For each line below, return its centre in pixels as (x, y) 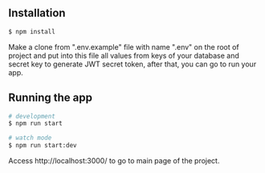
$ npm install (32, 31)
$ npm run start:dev (43, 146)
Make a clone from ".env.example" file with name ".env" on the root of (124, 46)
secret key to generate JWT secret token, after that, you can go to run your (132, 64)
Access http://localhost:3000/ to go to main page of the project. (114, 161)
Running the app (50, 98)
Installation (37, 13)
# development (32, 116)
